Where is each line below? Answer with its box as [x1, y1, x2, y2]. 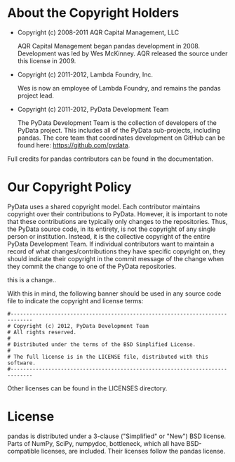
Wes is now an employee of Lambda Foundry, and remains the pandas [17, 84, 221, 92]
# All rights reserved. [7, 329, 77, 336]
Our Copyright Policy [7, 179, 132, 195]
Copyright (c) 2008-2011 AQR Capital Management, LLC [17, 28, 180, 37]
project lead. [17, 91, 55, 100]
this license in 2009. [17, 56, 76, 65]
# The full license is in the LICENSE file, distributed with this [7, 353, 209, 360]
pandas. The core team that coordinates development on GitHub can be [17, 133, 226, 142]
